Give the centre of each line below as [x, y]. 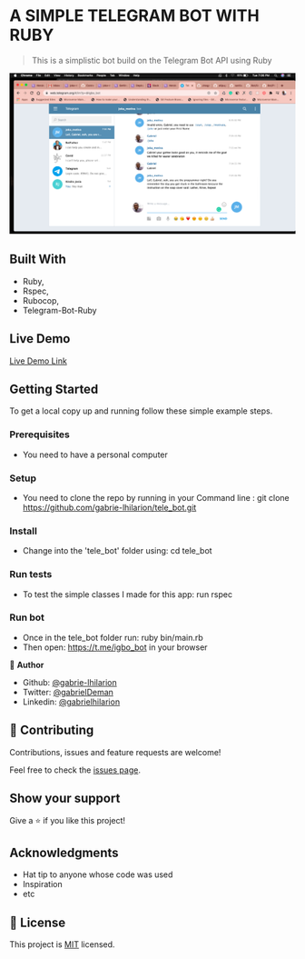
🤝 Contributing [52, 730]
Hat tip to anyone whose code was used [98, 874]
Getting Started [54, 389]
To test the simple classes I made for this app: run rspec [128, 594]
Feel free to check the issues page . [75, 770]
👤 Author [27, 664]
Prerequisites [39, 435]
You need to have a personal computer [95, 455]
